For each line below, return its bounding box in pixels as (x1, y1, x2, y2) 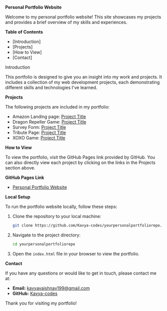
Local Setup (5, 194, 31, 199)
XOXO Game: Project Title (12, 135, 66, 140)
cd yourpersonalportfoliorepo (12, 241, 76, 246)
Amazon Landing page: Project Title (12, 113, 86, 119)
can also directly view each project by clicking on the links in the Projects (5, 159, 156, 165)
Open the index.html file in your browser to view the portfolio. (12, 250, 140, 256)
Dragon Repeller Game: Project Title (12, 119, 86, 124)
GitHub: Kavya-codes (12, 290, 58, 296)
